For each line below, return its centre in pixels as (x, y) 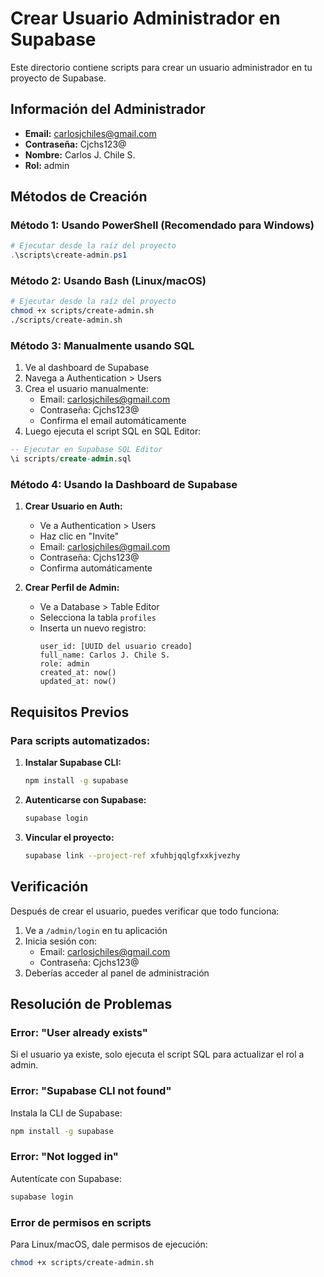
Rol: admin (47, 165)
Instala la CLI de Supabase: (66, 1113)
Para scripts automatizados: (80, 740)
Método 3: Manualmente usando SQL (102, 346)
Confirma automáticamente (96, 568)
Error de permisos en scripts (81, 1222)
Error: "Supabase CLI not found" (91, 1091)
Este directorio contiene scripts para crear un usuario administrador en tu (161, 67)
